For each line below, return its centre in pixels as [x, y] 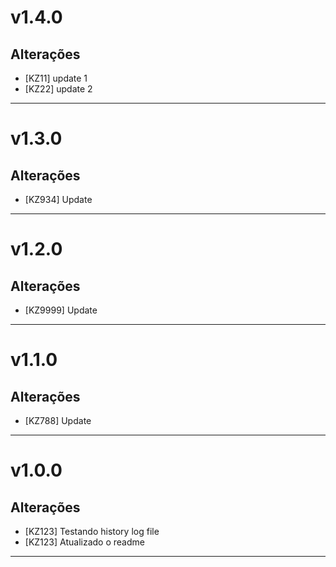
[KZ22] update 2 [58, 89]
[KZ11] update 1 [56, 78]
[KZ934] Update [58, 199]
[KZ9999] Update [61, 310]
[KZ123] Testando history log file [92, 531]
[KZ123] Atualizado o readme [84, 542]
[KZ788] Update [58, 420]
